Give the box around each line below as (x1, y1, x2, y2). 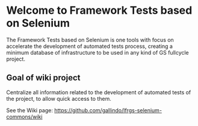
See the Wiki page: (6, 106, 53, 114)
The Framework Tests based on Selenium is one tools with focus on (6, 36, 175, 43)
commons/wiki (6, 113, 43, 120)
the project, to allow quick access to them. (6, 95, 111, 102)
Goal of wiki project (6, 73, 81, 83)
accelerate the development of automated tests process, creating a (6, 43, 173, 50)
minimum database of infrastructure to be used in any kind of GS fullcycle (6, 49, 190, 56)
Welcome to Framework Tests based (6, 4, 193, 17)
